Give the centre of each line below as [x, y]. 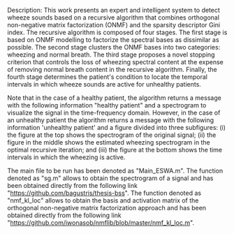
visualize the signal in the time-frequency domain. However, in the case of [114, 112]
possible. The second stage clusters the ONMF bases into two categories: [114, 47]
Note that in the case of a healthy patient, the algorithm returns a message [114, 98]
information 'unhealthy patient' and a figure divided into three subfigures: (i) [116, 127]
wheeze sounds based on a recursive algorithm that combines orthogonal [114, 17]
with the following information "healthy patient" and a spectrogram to [107, 105]
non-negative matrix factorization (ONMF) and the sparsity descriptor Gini [114, 25]
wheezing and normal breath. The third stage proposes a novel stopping [111, 54]
